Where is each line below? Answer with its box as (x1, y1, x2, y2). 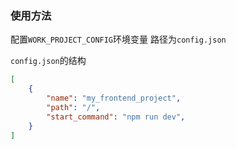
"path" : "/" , (46, 102, 101, 112)
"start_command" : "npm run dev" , (46, 112, 186, 122)
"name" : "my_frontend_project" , (46, 93, 182, 104)
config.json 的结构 (10, 55, 87, 67)
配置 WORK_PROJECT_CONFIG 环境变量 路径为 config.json (10, 33, 227, 46)
